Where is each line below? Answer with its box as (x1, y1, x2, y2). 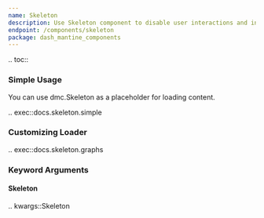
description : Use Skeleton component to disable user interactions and (8, 19, 247, 27)
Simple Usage (8, 74, 63, 85)
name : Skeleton (8, 11, 58, 20)
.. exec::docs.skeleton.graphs (8, 144, 104, 154)
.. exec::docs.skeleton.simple (8, 107, 102, 117)
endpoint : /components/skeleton (8, 26, 114, 34)
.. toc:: (8, 55, 29, 64)
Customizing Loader (8, 127, 88, 138)
